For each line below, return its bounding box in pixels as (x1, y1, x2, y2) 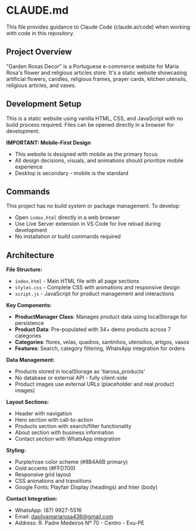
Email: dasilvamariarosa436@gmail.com (14, 513, 113, 520)
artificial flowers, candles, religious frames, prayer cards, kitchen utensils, (6, 75, 188, 82)
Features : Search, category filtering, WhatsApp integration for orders (14, 345, 185, 352)
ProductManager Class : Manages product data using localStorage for (14, 313, 188, 320)
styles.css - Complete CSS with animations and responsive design (14, 284, 180, 291)
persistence (14, 320, 45, 327)
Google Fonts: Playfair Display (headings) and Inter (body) (14, 483, 158, 491)
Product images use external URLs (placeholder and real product (14, 380, 175, 388)
